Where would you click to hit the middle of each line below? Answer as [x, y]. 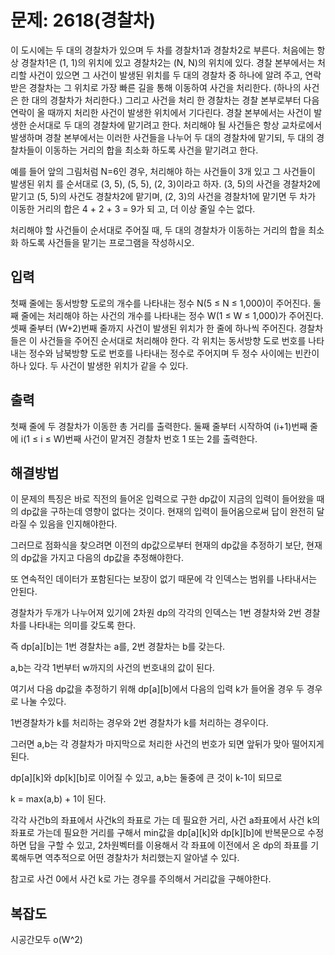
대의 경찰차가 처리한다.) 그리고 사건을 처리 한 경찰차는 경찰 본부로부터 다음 [175, 100]
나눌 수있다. [43, 702]
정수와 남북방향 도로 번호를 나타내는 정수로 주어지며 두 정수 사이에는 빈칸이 [174, 353]
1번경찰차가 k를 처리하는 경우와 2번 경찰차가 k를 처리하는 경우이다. [139, 723]
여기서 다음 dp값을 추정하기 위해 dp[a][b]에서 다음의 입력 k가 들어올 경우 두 [157, 689]
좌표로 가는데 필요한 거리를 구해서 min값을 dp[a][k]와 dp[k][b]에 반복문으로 [158, 833]
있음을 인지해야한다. [78, 524]
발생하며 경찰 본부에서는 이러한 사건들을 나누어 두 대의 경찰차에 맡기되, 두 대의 [162, 137]
